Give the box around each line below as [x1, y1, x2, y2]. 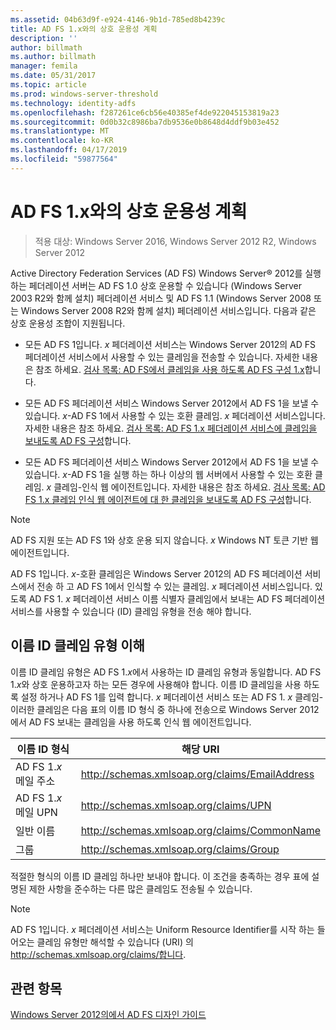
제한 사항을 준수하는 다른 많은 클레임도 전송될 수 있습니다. [28, 882, 253, 895]
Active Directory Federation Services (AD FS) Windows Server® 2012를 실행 [10, 267, 322, 279]
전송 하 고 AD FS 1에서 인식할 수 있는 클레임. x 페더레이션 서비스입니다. [36, 580, 313, 592]
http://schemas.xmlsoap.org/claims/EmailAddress [80, 767, 315, 781]
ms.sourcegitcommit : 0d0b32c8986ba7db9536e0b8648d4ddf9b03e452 [10, 117, 280, 127]
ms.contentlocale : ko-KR [10, 136, 114, 146]
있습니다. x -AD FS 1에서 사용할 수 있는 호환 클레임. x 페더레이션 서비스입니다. [24, 409, 326, 421]
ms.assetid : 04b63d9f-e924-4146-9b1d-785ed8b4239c [10, 14, 226, 25]
